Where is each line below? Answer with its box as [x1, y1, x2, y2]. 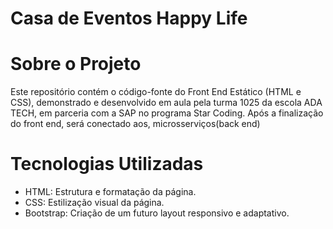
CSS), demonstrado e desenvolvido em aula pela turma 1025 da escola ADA [10, 97, 323, 109]
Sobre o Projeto [10, 53, 142, 76]
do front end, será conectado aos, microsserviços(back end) [10, 118, 261, 130]
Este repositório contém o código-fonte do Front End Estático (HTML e [10, 86, 302, 98]
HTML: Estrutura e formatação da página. [24, 186, 197, 198]
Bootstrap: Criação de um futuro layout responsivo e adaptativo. [24, 207, 290, 219]
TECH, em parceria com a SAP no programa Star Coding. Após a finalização [10, 107, 324, 119]
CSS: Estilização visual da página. [24, 197, 165, 209]
